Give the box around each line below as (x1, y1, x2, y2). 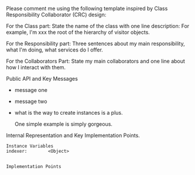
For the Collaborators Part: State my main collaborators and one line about (6, 58, 186, 64)
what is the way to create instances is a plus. (14, 109, 123, 116)
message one (14, 87, 48, 93)
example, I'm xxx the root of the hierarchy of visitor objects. (6, 29, 150, 36)
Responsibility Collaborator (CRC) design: (6, 11, 107, 18)
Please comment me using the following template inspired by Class (6, 5, 168, 12)
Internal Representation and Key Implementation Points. (6, 132, 141, 139)
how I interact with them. (6, 64, 66, 71)
